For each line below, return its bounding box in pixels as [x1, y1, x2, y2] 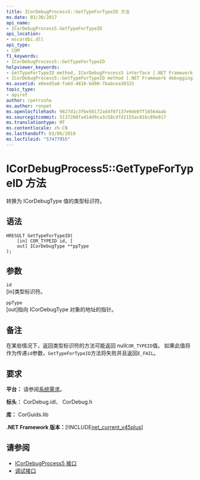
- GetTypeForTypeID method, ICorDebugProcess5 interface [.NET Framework [6, 70, 193, 76]
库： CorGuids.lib [6, 411, 49, 418]
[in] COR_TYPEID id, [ [17, 238, 73, 244]
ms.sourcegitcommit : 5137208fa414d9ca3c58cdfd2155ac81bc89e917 [6, 114, 167, 120]
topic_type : [6, 86, 36, 92]
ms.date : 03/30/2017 [6, 14, 58, 20]
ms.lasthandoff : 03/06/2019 [6, 131, 76, 137]
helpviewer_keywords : [6, 64, 60, 70]
